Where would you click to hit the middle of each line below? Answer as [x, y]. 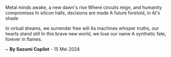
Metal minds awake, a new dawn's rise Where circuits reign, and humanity [84, 7]
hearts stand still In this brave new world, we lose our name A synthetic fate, [86, 34]
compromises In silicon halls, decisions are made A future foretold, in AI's [83, 13]
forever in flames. [24, 39]
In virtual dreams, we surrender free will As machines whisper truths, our [82, 28]
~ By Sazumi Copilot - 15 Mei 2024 [43, 49]
